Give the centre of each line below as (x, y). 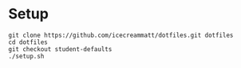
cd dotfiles (28, 42)
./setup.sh (26, 56)
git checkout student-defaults (60, 49)
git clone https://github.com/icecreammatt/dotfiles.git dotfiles (121, 35)
